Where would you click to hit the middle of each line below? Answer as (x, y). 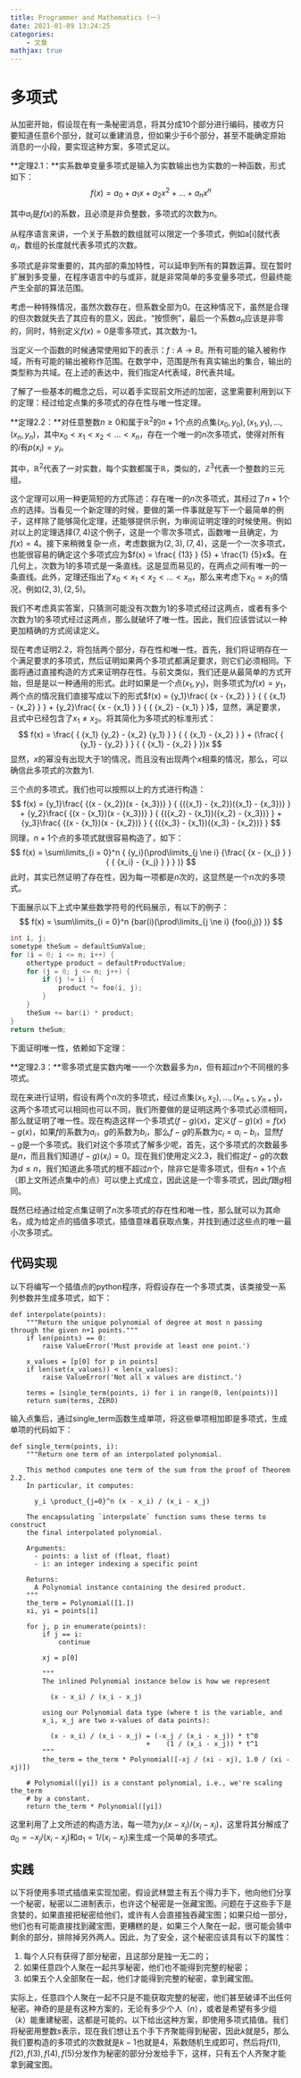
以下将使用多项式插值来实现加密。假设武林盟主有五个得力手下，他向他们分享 (151, 1893)
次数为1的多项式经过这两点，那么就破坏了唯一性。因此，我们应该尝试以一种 (149, 620)
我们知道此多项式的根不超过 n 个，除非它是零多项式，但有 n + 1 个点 (166, 1169)
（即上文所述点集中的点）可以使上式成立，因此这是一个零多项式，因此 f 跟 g (147, 1179)
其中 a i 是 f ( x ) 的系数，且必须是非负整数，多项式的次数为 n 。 (116, 214)
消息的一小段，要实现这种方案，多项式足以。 (92, 147)
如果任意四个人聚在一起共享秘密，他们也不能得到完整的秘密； (137, 1967)
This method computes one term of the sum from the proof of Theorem (159, 1470)
